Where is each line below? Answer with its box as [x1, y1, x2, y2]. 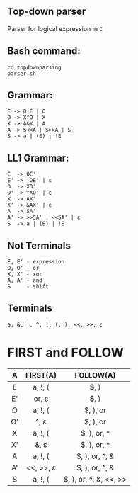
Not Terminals [7, 239, 71, 251]
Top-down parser [7, 6, 86, 18]
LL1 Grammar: [7, 152, 69, 164]
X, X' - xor [7, 271, 42, 278]
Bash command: [7, 45, 81, 57]
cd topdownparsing [7, 64, 62, 71]
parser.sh [7, 70, 37, 77]
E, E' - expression [7, 259, 65, 266]
